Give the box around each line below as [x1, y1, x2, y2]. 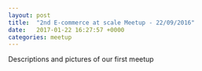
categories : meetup [8, 33, 72, 41]
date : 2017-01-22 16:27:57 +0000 [8, 26, 125, 34]
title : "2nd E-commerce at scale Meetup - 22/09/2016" [8, 19, 195, 27]
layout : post [8, 11, 51, 20]
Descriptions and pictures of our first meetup [8, 55, 155, 64]
